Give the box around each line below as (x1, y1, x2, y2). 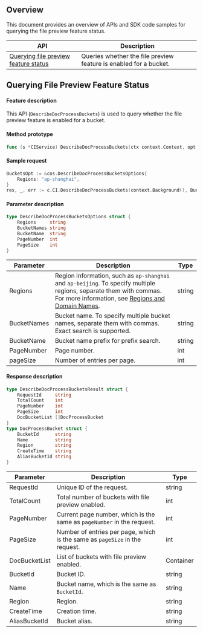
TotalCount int (17, 397, 63, 404)
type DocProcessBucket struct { (6, 426, 88, 432)
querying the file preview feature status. (6, 27, 106, 34)
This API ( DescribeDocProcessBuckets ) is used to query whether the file (6, 110, 182, 117)
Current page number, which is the (56, 510, 155, 519)
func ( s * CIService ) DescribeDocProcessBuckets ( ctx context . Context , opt (6, 144, 196, 150)
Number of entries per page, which (56, 527, 156, 536)
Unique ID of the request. (56, 483, 128, 492)
